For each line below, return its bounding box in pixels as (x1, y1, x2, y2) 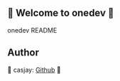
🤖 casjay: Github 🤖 (7, 65, 62, 74)
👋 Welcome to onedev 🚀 (7, 7, 115, 19)
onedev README (7, 26, 58, 34)
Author (7, 47, 39, 59)
